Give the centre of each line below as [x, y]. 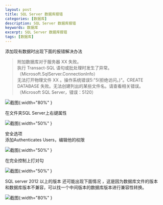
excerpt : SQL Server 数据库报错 [36, 32]
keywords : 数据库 [22, 28]
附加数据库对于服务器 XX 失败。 [49, 61]
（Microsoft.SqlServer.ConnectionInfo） [57, 74]
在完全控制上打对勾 [24, 160]
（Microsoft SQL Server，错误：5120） [57, 92]
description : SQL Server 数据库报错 [41, 23]
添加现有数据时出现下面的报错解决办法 [44, 51]
